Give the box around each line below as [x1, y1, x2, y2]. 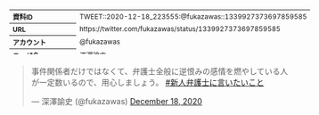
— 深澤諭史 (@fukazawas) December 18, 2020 [30, 96, 203, 106]
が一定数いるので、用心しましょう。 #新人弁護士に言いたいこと [30, 78, 265, 87]
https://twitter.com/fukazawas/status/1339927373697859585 [79, 24, 281, 34]
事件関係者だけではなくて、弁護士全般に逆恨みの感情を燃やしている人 [30, 66, 289, 77]
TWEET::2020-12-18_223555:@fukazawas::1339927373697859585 [79, 12, 307, 21]
